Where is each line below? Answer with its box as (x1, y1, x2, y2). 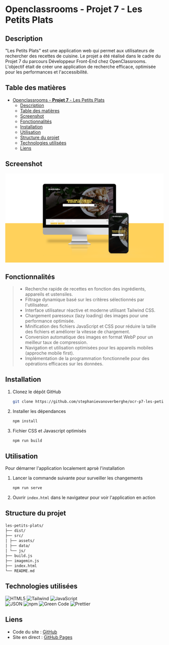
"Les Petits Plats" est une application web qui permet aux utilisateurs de (5, 48, 154, 53)
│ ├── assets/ (5, 538, 35, 543)
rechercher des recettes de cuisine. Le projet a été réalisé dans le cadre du (5, 53, 161, 59)
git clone (12, 399, 34, 404)
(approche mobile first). (25, 350, 74, 356)
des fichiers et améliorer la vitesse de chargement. (25, 328, 131, 334)
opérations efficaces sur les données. (25, 361, 104, 367)
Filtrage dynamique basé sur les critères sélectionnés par (25, 296, 144, 303)
